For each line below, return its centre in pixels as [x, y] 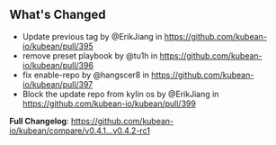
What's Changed [58, 15]
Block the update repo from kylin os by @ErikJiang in [120, 94]
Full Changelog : [39, 121]
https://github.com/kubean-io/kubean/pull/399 [109, 104]
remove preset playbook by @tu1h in [90, 55]
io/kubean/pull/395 [58, 46]
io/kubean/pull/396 [58, 65]
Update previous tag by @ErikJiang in [92, 36]
